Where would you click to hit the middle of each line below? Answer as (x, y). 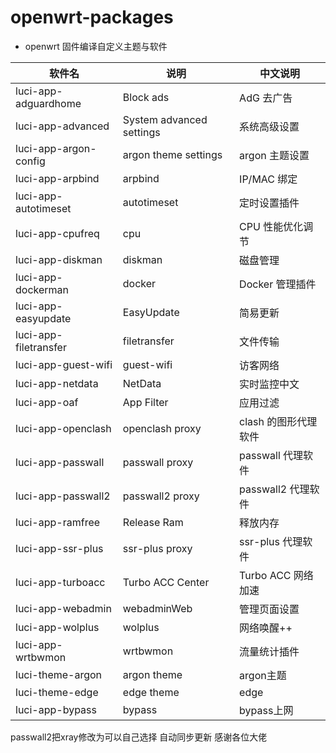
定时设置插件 (269, 203)
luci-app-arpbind (57, 178)
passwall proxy (158, 462)
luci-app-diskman (59, 259)
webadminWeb (157, 608)
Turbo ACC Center (166, 582)
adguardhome (48, 103)
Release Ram (153, 522)
